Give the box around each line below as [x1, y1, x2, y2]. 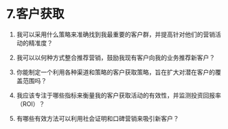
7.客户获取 [6, 6, 65, 22]
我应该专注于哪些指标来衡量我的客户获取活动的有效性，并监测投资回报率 [16, 91, 221, 99]
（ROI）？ [16, 99, 45, 108]
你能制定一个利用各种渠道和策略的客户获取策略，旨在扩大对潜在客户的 [16, 68, 216, 76]
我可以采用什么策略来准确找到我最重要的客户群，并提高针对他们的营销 [16, 30, 216, 38]
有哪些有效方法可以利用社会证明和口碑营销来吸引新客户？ [16, 114, 179, 122]
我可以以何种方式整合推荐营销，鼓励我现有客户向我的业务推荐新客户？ [16, 53, 216, 62]
